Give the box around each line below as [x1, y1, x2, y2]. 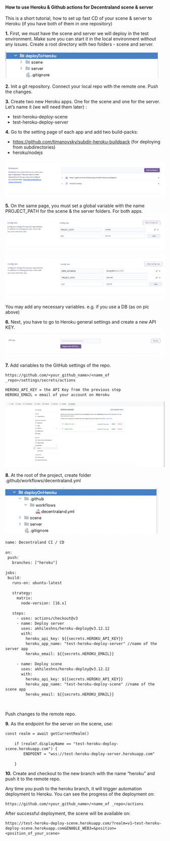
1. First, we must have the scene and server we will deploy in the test [5, 30, 149, 36]
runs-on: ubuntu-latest [12, 580, 62, 585]
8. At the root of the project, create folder [5, 472, 92, 478]
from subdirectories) [12, 144, 56, 150]
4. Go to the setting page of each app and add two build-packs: [5, 129, 138, 135]
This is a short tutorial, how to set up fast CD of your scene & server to [5, 15, 152, 21]
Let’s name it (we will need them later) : [5, 104, 87, 110]
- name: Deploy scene [16, 661, 62, 666]
